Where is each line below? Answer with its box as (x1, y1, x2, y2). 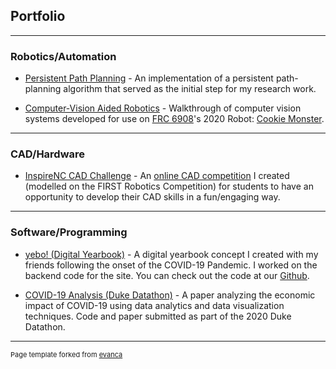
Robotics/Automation (10, 49, 117, 63)
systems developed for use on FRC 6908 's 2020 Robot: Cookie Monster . (24, 113, 325, 125)
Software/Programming (10, 225, 128, 239)
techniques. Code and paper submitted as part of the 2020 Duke (24, 310, 292, 322)
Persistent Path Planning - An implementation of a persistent (24, 72, 274, 84)
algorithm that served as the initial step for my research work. (63, 83, 317, 95)
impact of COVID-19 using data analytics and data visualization (24, 299, 285, 311)
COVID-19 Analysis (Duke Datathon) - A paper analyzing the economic (24, 289, 316, 301)
